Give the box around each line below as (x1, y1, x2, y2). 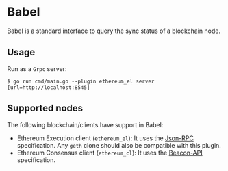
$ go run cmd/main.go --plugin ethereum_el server (7, 78, 155, 85)
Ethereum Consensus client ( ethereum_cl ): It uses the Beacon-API (16, 148, 203, 157)
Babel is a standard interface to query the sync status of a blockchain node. (7, 27, 221, 35)
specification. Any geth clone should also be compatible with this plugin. (16, 141, 221, 149)
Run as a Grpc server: (7, 64, 67, 73)
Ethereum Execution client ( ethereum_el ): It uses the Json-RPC (16, 134, 194, 142)
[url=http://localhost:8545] (7, 83, 90, 91)
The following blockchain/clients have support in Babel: (7, 120, 164, 129)
